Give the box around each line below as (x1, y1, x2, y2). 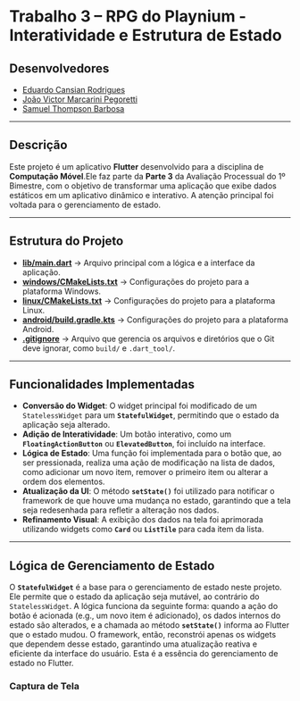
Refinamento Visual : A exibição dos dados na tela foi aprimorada (21, 514, 263, 525)
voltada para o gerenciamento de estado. (9, 199, 162, 210)
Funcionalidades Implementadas (9, 377, 195, 392)
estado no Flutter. (9, 658, 74, 669)
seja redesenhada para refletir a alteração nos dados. (21, 505, 220, 515)
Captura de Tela (9, 680, 80, 693)
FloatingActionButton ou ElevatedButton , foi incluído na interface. (21, 438, 266, 449)
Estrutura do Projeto (9, 234, 124, 249)
